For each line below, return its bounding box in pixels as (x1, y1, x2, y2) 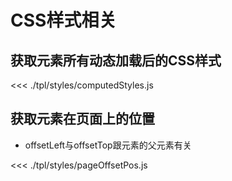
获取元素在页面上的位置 (10, 111, 155, 128)
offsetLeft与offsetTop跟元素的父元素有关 (24, 139, 192, 151)
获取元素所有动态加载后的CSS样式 (10, 52, 222, 69)
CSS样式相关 (10, 9, 117, 32)
